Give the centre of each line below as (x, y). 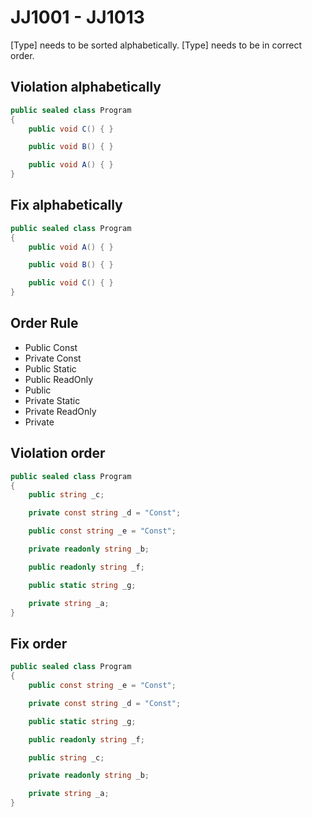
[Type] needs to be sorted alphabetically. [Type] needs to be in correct (156, 45)
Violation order (58, 453)
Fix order (39, 643)
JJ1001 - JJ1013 (77, 17)
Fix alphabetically (66, 205)
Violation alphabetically (86, 87)
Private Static (52, 400)
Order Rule (44, 323)
